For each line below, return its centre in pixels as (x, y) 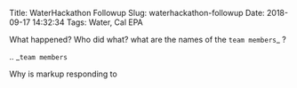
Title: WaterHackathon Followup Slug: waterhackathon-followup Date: (137, 13)
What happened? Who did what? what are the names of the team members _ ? (148, 40)
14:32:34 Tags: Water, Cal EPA (88, 22)
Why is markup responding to (63, 74)
